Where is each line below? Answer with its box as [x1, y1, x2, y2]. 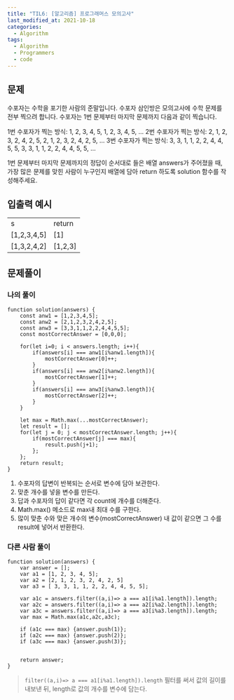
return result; [20, 460, 64, 467]
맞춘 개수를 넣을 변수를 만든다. [17, 488, 100, 497]
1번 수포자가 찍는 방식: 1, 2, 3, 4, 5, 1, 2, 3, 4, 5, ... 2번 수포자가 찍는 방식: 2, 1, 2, [7, 127, 228, 135]
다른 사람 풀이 [7, 541, 51, 551]
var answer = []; [20, 565, 71, 572]
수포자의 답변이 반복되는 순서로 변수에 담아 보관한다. [17, 479, 160, 487]
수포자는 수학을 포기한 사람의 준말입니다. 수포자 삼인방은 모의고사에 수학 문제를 [7, 103, 223, 112]
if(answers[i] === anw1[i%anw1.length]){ [32, 349, 156, 356]
